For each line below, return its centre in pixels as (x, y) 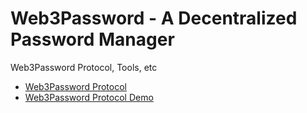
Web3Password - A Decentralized (154, 18)
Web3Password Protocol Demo (89, 97)
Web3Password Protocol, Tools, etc (84, 67)
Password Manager (92, 39)
